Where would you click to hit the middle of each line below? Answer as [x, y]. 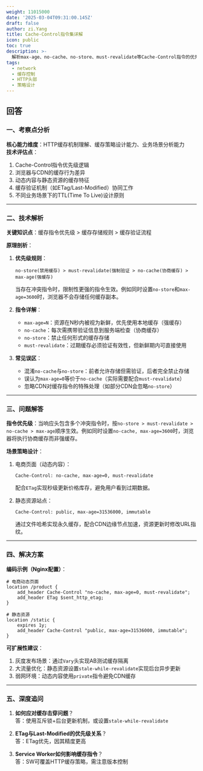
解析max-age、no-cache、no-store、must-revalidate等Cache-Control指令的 [101, 57]
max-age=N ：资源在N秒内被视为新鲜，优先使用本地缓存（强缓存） [105, 322]
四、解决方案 [25, 555]
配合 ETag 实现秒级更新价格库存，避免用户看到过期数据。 [84, 488]
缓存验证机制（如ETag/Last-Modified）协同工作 [74, 187]
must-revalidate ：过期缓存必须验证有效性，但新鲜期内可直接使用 [105, 345]
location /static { [31, 620]
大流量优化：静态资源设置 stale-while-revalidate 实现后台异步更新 [98, 668]
